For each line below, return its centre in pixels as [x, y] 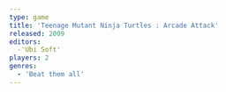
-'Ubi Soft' [39, 50]
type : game [29, 17]
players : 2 [29, 58]
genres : [23, 67]
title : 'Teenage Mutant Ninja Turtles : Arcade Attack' [114, 25]
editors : [25, 42]
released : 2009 [37, 33]
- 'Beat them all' [51, 74]
